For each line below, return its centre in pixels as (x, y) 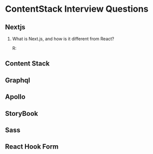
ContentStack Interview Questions (77, 9)
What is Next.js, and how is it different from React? (63, 39)
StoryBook (22, 113)
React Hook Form (32, 147)
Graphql (18, 80)
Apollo (15, 97)
